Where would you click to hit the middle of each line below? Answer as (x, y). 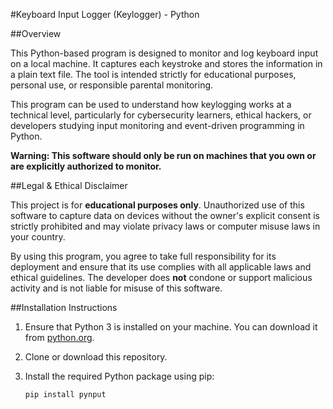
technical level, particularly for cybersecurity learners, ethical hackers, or (161, 115)
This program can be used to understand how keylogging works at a (151, 104)
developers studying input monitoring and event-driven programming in (157, 125)
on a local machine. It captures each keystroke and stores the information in (166, 63)
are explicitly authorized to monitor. (86, 166)
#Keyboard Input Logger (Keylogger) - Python (105, 14)
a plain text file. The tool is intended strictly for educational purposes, (153, 74)
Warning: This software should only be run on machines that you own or (163, 155)
